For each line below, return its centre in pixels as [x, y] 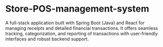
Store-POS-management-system [77, 9]
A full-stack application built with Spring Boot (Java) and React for [75, 23]
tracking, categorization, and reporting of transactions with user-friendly [81, 33]
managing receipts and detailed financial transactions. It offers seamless [82, 28]
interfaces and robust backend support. [47, 39]
